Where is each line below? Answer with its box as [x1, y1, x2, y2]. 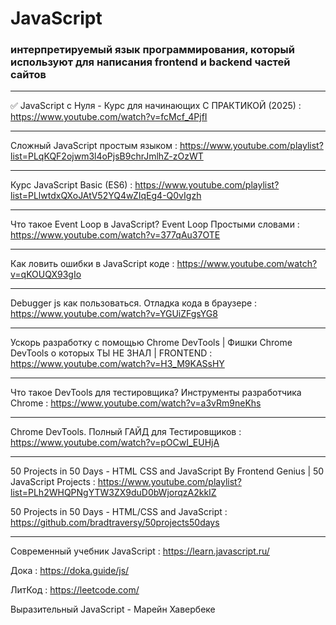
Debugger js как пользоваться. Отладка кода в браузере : [10, 297, 258, 309]
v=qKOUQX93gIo [10, 268, 82, 281]
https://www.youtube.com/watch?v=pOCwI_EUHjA [10, 437, 220, 449]
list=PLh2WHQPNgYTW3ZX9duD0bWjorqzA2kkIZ [10, 487, 217, 499]
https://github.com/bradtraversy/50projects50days [10, 517, 220, 529]
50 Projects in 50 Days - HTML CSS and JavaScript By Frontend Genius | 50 [10, 465, 325, 477]
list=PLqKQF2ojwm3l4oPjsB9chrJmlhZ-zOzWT [10, 150, 204, 162]
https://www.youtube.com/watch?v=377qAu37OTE [10, 229, 221, 241]
